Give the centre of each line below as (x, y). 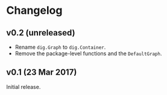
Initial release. (24, 87)
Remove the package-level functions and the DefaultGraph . (88, 54)
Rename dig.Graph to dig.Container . (60, 47)
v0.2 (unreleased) (41, 33)
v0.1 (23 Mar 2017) (42, 72)
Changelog (34, 11)
